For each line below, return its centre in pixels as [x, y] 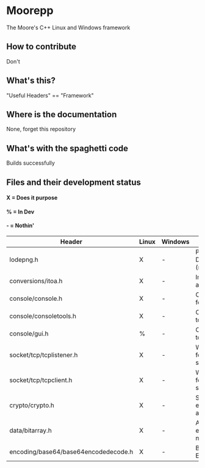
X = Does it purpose [32, 198]
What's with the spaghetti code [67, 148]
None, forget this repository [41, 129]
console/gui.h [29, 333]
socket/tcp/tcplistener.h [44, 355]
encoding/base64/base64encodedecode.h [71, 452]
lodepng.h [24, 259]
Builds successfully [31, 163]
